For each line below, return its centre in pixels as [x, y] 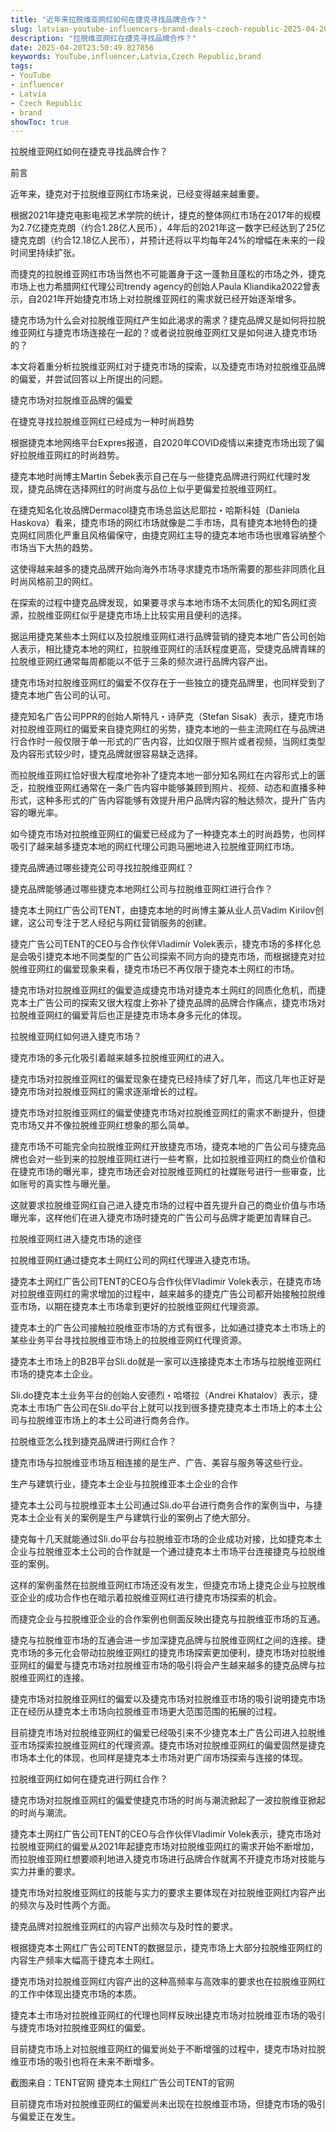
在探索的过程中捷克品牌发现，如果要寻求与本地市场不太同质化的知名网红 [159, 603]
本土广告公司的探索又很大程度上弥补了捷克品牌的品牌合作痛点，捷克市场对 [172, 1003]
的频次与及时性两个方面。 [63, 1905]
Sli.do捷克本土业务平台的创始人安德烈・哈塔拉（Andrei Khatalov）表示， [160, 1395]
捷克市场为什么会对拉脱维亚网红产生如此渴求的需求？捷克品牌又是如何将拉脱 [168, 320]
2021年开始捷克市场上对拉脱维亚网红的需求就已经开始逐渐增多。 [169, 299]
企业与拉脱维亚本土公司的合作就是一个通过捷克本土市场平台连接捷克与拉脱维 [168, 1552]
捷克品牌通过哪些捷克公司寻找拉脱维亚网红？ [102, 868]
